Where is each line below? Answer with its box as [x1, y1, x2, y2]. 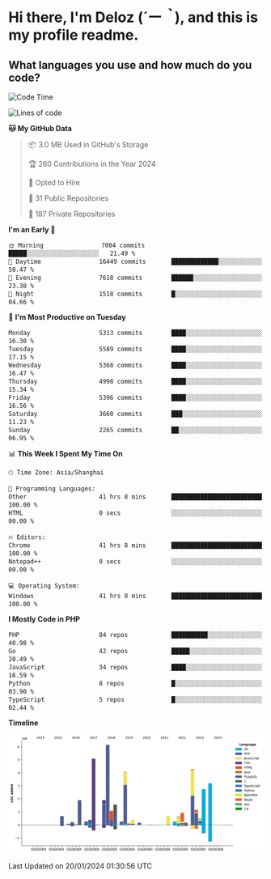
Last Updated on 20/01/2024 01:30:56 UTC [8, 861, 152, 871]
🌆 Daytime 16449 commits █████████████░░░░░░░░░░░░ [8, 257, 263, 265]
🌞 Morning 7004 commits [8, 241, 146, 249]
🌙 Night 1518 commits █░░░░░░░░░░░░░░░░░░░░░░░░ [8, 290, 263, 298]
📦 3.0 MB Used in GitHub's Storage [28, 140, 149, 149]
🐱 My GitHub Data [8, 124, 73, 133]
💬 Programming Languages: [8, 485, 95, 493]
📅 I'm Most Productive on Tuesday [8, 312, 127, 321]
